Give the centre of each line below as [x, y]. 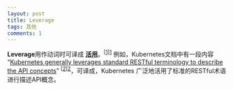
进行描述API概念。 [34, 79]
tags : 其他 [22, 27]
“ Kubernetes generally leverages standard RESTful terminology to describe [115, 62]
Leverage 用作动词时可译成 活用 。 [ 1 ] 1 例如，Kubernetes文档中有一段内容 [111, 53]
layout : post [26, 14]
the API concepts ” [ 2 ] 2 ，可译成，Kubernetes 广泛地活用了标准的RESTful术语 [117, 70]
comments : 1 [24, 33]
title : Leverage [31, 20]
